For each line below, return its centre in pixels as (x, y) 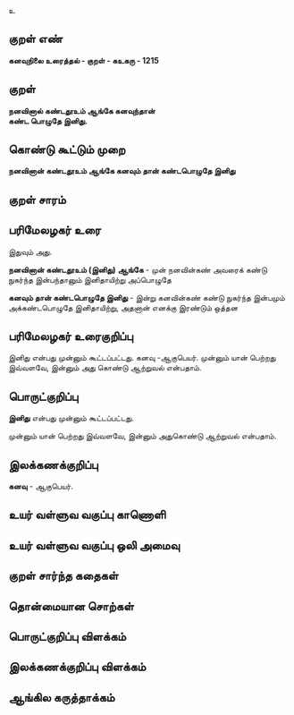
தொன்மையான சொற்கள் (71, 606)
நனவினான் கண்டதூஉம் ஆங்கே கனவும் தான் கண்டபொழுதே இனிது (122, 171)
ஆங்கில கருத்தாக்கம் (62, 698)
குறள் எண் (36, 39)
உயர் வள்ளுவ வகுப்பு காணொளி (87, 515)
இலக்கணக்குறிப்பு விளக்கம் (77, 667)
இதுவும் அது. (30, 251)
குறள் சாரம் (37, 199)
